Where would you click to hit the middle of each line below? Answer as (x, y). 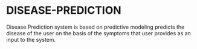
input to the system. (31, 39)
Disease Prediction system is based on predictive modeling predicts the (95, 27)
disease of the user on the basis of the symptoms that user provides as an (99, 33)
